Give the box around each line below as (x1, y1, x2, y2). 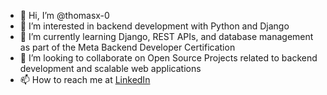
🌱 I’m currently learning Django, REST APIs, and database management (19, 31, 314, 42)
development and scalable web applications (19, 63, 202, 74)
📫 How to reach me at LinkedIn (19, 74, 151, 85)
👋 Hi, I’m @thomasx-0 (19, 10, 110, 21)
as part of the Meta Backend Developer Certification (19, 41, 236, 53)
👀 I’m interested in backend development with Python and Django (19, 20, 290, 32)
